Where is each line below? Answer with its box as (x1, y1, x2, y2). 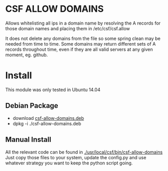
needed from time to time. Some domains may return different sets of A (5, 40, 156, 47)
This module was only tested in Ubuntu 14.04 (5, 87, 101, 93)
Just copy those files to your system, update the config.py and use (5, 154, 146, 160)
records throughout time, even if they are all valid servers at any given (5, 46, 153, 52)
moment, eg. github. (5, 52, 48, 58)
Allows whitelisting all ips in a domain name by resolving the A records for (5, 20, 161, 26)
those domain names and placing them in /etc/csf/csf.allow (5, 25, 130, 31)
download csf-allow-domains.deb (12, 115, 85, 121)
